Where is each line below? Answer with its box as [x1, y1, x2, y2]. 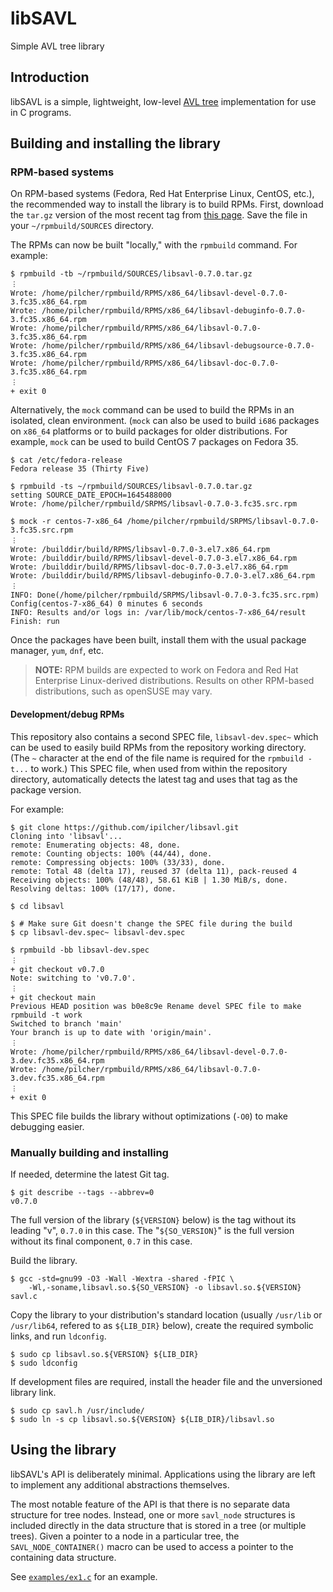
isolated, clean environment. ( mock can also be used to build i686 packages [10, 415, 320, 427]
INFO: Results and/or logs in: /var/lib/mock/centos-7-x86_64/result [10, 608, 307, 618]
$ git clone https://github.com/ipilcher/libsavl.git [10, 822, 240, 832]
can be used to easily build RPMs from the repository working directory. [10, 741, 307, 753]
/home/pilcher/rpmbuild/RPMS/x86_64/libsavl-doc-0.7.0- [41, 358, 280, 369]
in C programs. [10, 106, 72, 118]
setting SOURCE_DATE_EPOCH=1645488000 [10, 490, 172, 501]
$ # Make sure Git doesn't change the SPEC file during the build [10, 918, 293, 929]
